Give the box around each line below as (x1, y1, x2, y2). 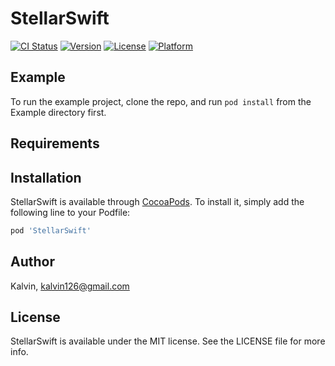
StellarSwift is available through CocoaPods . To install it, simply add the (10, 195, 305, 207)
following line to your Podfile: (10, 206, 131, 218)
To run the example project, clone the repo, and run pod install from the (10, 95, 312, 107)
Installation (10, 169, 82, 186)
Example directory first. (10, 106, 107, 118)
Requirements (10, 135, 100, 152)
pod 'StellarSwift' (10, 225, 92, 236)
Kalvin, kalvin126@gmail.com (10, 280, 130, 292)
